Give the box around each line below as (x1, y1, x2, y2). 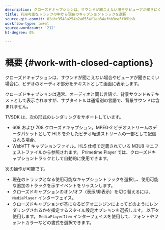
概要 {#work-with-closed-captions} (5, 57, 154, 69)
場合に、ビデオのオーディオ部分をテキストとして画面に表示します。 (5, 80, 142, 86)
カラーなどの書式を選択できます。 (25, 219, 94, 225)
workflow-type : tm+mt (5, 21, 50, 26)
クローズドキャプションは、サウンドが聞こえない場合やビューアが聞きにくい (5, 75, 160, 80)
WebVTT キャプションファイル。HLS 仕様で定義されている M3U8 (12, 143, 145, 149)
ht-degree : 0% (5, 30, 34, 35)
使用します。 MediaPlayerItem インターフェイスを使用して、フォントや (12, 213, 155, 219)
